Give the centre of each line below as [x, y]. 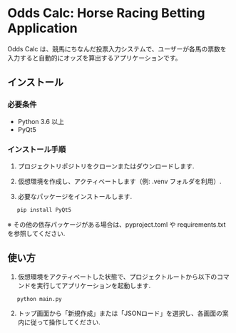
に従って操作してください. [62, 322]
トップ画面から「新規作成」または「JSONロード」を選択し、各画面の [120, 313]
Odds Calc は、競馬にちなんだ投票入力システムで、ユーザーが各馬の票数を [117, 48]
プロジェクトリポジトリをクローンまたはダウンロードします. [106, 166]
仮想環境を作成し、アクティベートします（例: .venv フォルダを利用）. [119, 181]
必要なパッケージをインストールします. [75, 196]
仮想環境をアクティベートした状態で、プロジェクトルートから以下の [117, 277]
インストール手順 [37, 149]
